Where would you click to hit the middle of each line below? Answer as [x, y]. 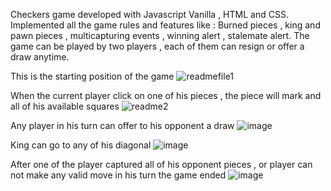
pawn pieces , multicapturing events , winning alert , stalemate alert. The [160, 35]
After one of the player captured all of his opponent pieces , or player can [161, 164]
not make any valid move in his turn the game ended [118, 175]
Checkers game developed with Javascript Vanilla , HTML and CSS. [149, 14]
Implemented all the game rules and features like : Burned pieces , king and [165, 25]
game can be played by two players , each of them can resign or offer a [157, 46]
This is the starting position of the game [92, 76]
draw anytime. [40, 57]
